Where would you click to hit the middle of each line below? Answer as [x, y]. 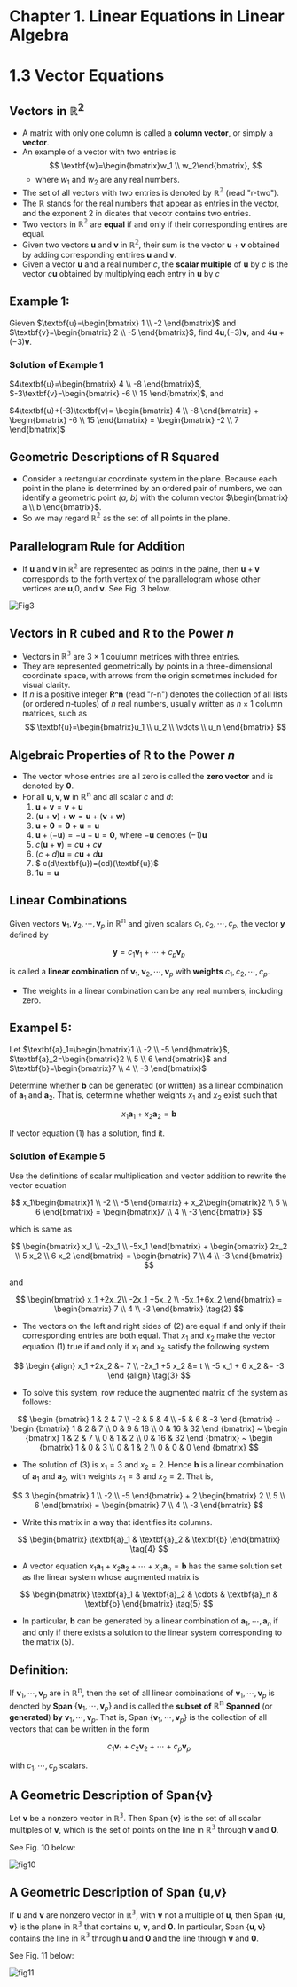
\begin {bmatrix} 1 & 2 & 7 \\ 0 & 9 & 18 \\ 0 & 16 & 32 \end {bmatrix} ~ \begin [149, 1428]
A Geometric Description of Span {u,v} [118, 1892]
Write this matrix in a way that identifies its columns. [117, 1522]
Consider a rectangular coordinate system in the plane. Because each [149, 478]
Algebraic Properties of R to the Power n [122, 755]
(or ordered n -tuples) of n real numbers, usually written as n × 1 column [152, 704]
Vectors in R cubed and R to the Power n [122, 634]
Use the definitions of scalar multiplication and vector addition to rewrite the [148, 1176]
